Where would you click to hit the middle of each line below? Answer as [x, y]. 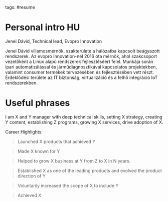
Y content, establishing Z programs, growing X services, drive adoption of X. [84, 122]
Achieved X [29, 195]
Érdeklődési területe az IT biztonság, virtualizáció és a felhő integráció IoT [81, 77]
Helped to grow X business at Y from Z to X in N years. [74, 161]
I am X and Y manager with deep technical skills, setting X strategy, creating [84, 116]
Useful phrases [38, 103]
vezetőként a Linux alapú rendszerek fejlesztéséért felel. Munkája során [79, 61]
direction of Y [32, 176]
